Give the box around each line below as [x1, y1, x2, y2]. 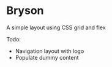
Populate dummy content [15, 54, 79, 61]
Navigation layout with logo [15, 47, 84, 55]
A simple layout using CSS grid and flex [6, 24, 106, 31]
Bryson [6, 4, 44, 18]
